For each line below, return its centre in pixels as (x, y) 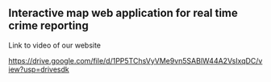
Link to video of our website (55, 45)
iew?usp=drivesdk (39, 69)
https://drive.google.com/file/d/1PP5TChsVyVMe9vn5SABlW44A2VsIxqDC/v (135, 60)
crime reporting (48, 26)
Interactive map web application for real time (123, 13)
